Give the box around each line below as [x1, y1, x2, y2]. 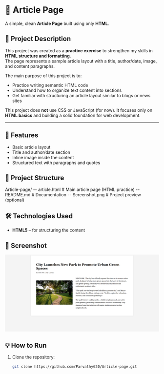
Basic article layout [12, 144, 51, 150]
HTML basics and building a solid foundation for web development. [5, 112, 141, 118]
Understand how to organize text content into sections [12, 87, 122, 93]
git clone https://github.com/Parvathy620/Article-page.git [12, 364, 137, 369]
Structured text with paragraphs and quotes [12, 160, 101, 166]
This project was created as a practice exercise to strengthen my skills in [5, 47, 153, 53]
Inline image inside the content [12, 154, 74, 160]
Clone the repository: [12, 354, 55, 360]
